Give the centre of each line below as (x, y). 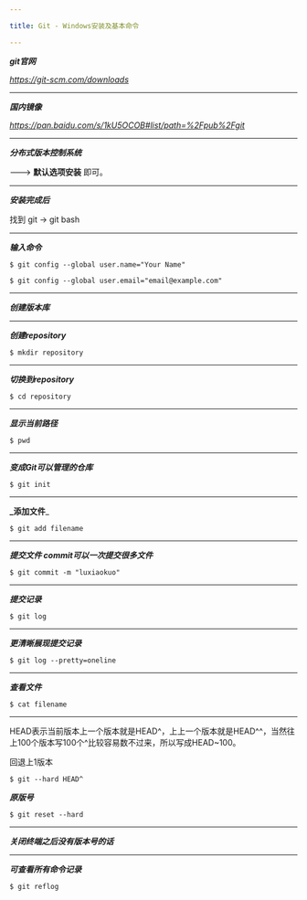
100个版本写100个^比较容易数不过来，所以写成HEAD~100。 (129, 742)
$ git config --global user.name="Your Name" (97, 265)
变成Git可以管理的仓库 (51, 467)
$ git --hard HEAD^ (47, 779)
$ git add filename (47, 528)
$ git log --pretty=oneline (63, 660)
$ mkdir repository (47, 353)
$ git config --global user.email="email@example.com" (116, 281)
